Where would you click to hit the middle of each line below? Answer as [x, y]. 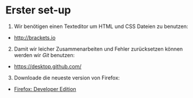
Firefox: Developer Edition [45, 89]
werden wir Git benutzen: [44, 55]
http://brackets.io [35, 37]
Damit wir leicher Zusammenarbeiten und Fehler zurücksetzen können [98, 49]
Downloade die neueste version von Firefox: [67, 78]
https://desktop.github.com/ [48, 66]
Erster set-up [38, 10]
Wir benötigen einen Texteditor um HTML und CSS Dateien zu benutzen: [101, 26]
